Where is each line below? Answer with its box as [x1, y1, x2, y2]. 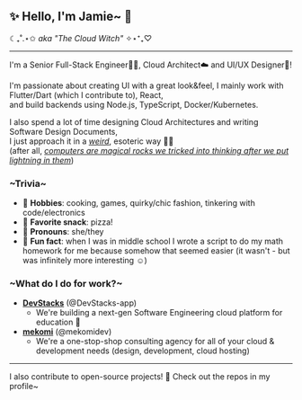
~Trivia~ [9, 177, 47, 190]
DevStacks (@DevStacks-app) [22, 298, 138, 308]
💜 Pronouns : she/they [22, 227, 104, 237]
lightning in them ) [9, 155, 75, 165]
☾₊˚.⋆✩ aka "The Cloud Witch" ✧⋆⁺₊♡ [9, 32, 153, 43]
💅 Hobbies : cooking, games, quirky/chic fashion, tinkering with [22, 198, 256, 209]
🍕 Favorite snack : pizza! [22, 217, 114, 227]
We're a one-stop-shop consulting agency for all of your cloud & [35, 336, 275, 347]
